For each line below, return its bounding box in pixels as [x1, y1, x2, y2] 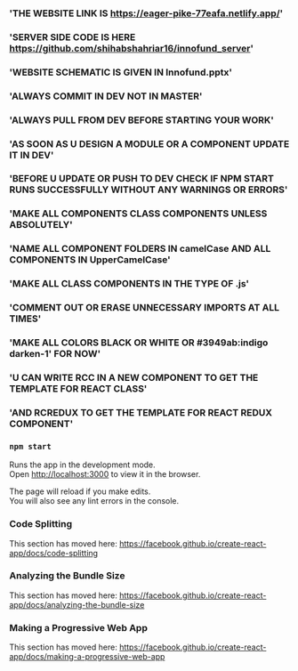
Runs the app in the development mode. [9, 459, 156, 470]
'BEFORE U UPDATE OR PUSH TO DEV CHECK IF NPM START [9, 173, 274, 185]
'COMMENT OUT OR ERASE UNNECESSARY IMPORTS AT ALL [9, 302, 280, 314]
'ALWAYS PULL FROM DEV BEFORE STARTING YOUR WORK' [9, 114, 274, 126]
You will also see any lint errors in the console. [9, 496, 180, 506]
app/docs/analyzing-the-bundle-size [9, 599, 145, 610]
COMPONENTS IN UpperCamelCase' [9, 254, 171, 266]
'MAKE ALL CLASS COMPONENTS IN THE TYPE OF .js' [9, 278, 250, 290]
